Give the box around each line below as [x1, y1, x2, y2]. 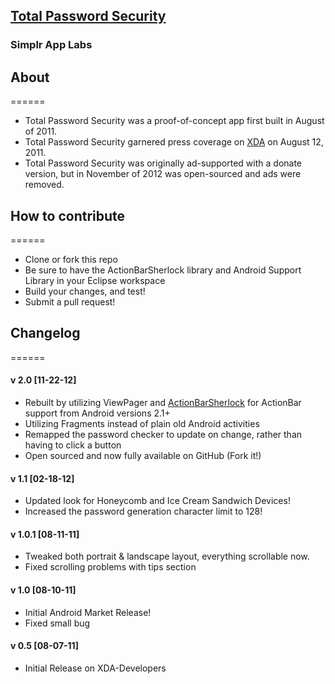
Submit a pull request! [24, 295, 116, 308]
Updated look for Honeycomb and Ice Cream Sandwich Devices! [24, 495, 291, 507]
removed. [24, 179, 65, 191]
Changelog [10, 325, 81, 342]
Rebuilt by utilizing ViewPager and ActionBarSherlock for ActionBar [24, 396, 302, 408]
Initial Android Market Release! [24, 606, 152, 618]
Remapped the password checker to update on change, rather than [24, 428, 303, 440]
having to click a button [24, 439, 122, 451]
